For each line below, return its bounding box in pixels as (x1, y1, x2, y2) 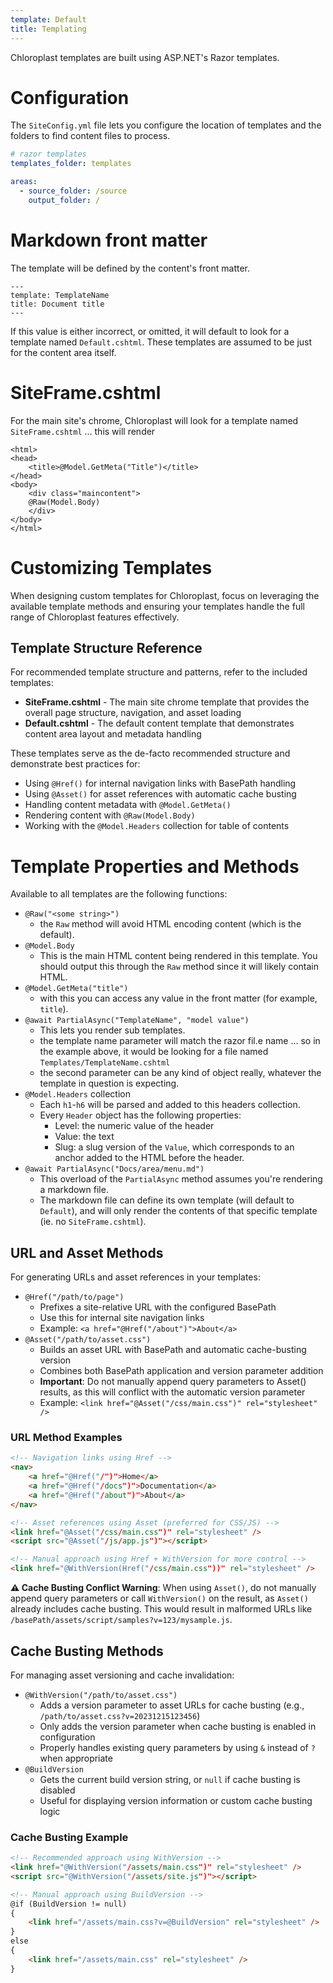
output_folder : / (28, 195, 101, 205)
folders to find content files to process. (10, 130, 171, 142)
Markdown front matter (10, 229, 208, 251)
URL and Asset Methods (10, 1244, 164, 1261)
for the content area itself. (10, 346, 117, 358)
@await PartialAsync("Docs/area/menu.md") (24, 1164, 205, 1175)
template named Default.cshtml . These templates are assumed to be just (10, 336, 313, 348)
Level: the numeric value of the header (54, 1120, 215, 1132)
